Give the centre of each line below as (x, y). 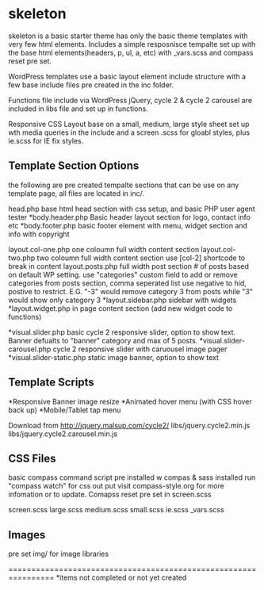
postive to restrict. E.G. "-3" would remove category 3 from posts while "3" (131, 291)
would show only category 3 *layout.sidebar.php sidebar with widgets (122, 300)
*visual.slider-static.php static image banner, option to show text (114, 357)
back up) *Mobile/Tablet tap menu (65, 410)
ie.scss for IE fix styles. (46, 140)
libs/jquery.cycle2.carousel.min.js (63, 434)
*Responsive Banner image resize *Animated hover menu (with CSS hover (130, 401)
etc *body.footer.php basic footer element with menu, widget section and (128, 225)
